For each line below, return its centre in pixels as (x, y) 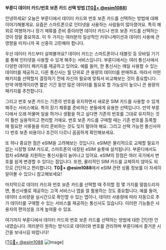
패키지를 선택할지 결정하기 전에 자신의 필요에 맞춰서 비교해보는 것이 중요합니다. (81, 78)
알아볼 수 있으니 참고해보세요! (34, 174)
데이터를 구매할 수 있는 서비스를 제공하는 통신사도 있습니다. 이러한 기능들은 (82, 203)
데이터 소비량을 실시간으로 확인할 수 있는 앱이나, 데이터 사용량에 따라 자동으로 (80, 197)
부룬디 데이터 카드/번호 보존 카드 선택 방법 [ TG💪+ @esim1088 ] (66, 8)
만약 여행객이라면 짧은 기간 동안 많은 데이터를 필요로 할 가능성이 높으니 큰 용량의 (83, 85)
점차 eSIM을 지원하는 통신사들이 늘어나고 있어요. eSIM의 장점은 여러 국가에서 (80, 155)
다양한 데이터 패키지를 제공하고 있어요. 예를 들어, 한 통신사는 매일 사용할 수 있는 (82, 66)
